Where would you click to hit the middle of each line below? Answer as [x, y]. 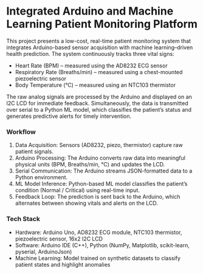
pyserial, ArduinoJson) [43, 252]
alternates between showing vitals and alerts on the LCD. [86, 203]
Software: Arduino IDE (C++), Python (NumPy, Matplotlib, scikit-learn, [102, 245]
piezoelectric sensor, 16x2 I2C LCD [59, 239]
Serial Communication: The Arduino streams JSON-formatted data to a [104, 171]
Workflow [21, 132]
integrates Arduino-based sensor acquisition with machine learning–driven [100, 47]
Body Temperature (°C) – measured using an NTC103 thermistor [95, 85]
